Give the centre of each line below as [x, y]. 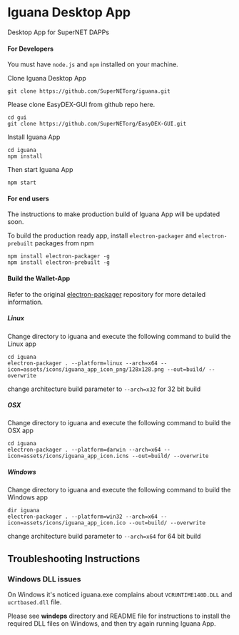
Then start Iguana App [40, 170]
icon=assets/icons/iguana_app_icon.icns [68, 456]
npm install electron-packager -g [59, 256]
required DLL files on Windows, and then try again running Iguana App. [112, 624]
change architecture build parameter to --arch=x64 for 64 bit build [104, 537]
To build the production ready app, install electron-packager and [102, 235]
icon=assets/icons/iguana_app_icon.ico [67, 523]
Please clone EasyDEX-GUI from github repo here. [81, 105]
